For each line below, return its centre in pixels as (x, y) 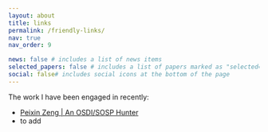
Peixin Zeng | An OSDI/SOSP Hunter (79, 112)
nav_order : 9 (30, 45)
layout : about (32, 16)
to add (30, 121)
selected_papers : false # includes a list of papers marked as (116, 67)
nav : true (25, 38)
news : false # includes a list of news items (85, 60)
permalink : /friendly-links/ (57, 30)
